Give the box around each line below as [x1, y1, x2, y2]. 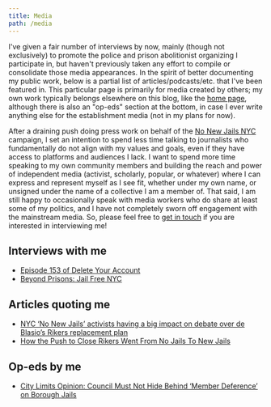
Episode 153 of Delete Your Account [19, 265, 141, 275]
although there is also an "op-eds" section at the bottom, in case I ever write [8, 102, 263, 112]
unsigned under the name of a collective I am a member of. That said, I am [8, 186, 256, 196]
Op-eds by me [8, 359, 82, 373]
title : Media [8, 11, 53, 20]
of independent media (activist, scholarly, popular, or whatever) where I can [8, 169, 261, 179]
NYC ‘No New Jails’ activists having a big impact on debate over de [19, 319, 245, 329]
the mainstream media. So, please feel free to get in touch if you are [8, 212, 235, 222]
